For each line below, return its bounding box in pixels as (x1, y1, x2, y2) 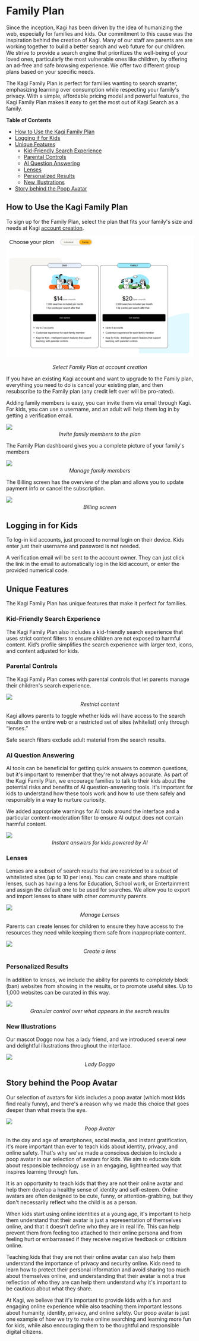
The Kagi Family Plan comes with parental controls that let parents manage (6, 676, 189, 683)
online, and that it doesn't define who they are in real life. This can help (6, 1223, 180, 1230)
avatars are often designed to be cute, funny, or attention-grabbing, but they (6, 1192, 193, 1199)
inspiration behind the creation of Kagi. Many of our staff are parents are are (6, 36, 193, 43)
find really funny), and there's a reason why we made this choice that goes (6, 1100, 189, 1107)
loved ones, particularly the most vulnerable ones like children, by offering (6, 55, 188, 62)
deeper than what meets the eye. (6, 1106, 87, 1114)
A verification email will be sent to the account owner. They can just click (6, 554, 185, 561)
